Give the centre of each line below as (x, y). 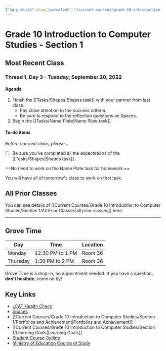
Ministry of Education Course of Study (51, 343)
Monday (17, 253)
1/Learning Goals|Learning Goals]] (47, 333)
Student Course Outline (36, 338)
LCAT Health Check (32, 306)
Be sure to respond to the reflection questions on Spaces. (78, 116)
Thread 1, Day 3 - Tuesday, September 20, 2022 (63, 77)
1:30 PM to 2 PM (54, 261)
